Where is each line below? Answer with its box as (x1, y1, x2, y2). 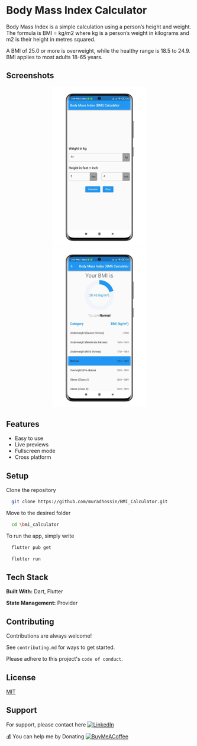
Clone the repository (6, 487, 56, 494)
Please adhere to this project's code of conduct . (6, 655, 123, 663)
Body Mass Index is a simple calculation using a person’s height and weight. (6, 23, 191, 30)
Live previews (14, 441, 49, 448)
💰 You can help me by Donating (6, 732, 85, 740)
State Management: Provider (6, 599, 78, 607)
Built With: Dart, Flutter (6, 588, 63, 595)
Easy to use (14, 435, 43, 442)
